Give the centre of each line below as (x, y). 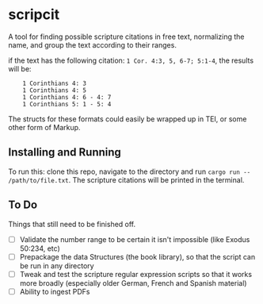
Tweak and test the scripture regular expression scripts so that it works (135, 274)
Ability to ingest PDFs (55, 291)
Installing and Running (65, 152)
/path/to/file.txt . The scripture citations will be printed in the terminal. (126, 179)
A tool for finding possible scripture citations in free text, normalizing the (126, 37)
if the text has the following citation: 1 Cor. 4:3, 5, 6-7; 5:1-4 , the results (131, 60)
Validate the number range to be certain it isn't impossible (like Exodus (135, 239)
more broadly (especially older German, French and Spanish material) (133, 283)
